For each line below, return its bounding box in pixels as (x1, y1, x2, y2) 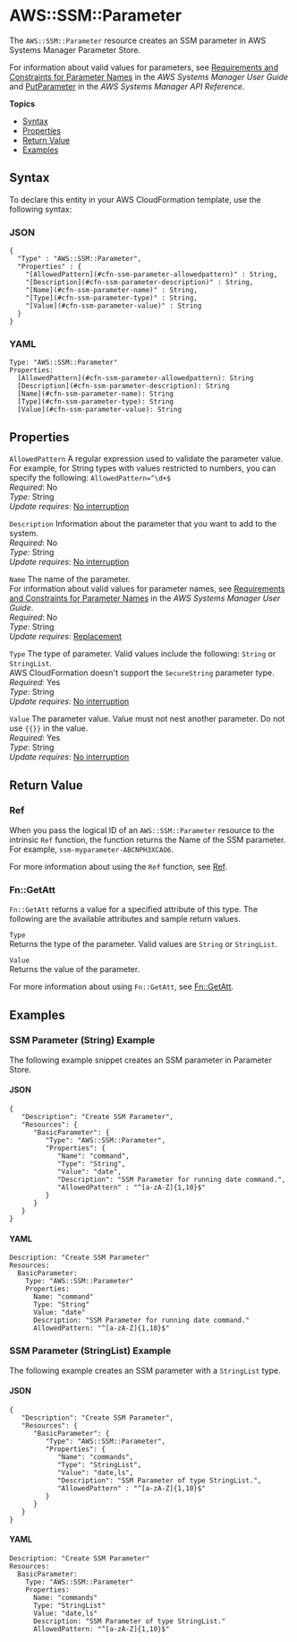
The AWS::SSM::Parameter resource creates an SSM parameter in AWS (9, 35, 267, 46)
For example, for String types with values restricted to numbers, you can (9, 463, 276, 473)
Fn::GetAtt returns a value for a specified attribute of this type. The (9, 904, 259, 915)
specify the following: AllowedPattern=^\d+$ (9, 473, 172, 483)
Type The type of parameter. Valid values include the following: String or (9, 648, 276, 659)
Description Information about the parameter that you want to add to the (9, 518, 277, 529)
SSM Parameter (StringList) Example (9, 1344, 172, 1357)
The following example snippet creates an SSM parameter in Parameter (9, 1055, 273, 1065)
